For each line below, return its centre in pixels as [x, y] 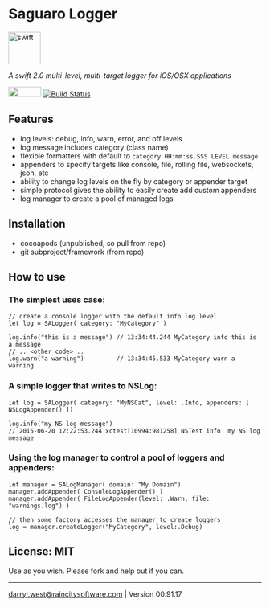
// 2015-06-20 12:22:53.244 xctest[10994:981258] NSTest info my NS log [135, 431]
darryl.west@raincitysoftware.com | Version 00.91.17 [95, 594]
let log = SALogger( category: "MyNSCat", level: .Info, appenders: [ [129, 403]
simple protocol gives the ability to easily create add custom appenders [138, 190]
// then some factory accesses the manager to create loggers [115, 519]
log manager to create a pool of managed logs [97, 199]
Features [31, 119]
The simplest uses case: [57, 300]
